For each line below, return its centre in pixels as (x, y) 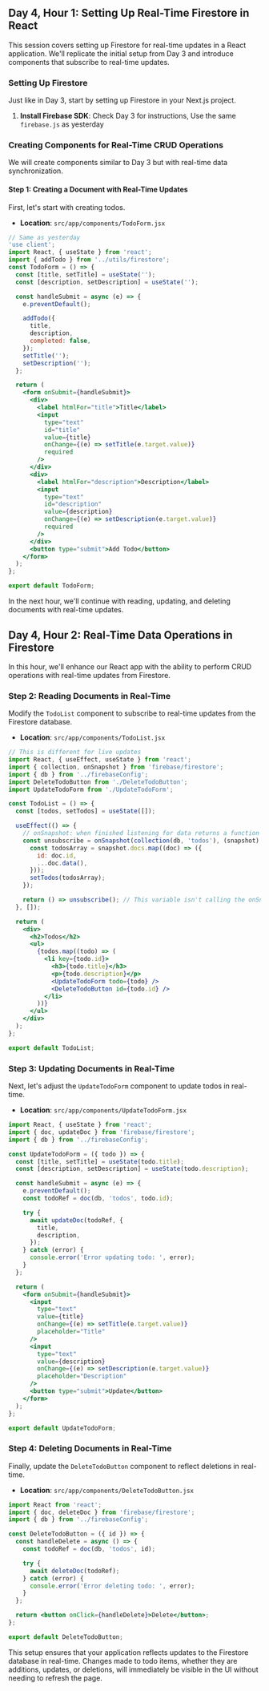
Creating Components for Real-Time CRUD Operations (116, 145)
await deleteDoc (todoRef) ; (74, 1571)
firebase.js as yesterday (62, 124)
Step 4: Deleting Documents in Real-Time (90, 1448)
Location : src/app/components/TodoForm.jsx (92, 223)
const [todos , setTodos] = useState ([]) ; (86, 811)
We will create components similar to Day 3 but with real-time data (118, 163)
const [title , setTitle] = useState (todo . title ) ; (100, 1161)
